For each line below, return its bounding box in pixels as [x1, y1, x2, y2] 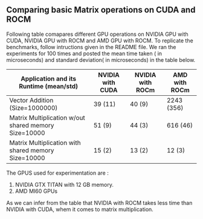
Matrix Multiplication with [9, 138, 81, 147]
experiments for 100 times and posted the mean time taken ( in [6, 50, 162, 57]
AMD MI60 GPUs [14, 187, 58, 195]
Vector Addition [9, 96, 54, 104]
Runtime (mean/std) [19, 82, 79, 90]
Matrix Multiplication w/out [9, 113, 86, 122]
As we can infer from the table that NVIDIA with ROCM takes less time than [6, 199, 193, 206]
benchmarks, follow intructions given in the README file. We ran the [6, 43, 176, 50]
